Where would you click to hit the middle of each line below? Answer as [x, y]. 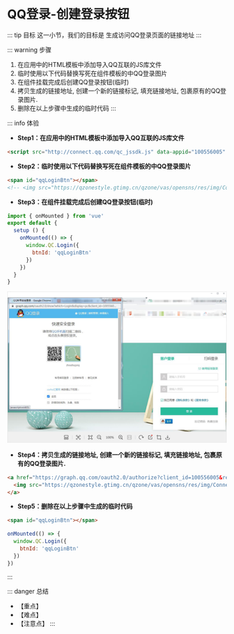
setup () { [29, 231]
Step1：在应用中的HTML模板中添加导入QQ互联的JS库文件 [101, 137]
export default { [32, 223]
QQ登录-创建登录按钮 [69, 14]
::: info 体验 [23, 123]
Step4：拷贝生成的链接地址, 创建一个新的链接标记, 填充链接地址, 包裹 [117, 455]
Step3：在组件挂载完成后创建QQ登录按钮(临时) [85, 202]
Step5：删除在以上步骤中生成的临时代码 [75, 506]
